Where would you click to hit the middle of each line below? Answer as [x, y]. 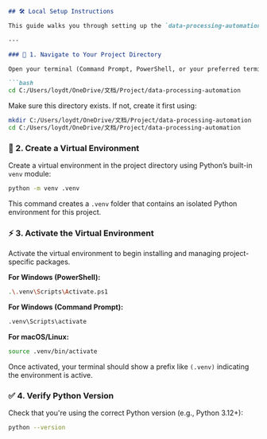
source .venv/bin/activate [53, 352]
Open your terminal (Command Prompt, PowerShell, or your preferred [124, 69]
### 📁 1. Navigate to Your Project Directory [85, 54]
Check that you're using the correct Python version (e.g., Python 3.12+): [126, 413]
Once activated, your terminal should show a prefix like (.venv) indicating [129, 367]
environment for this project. [55, 212]
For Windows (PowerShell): [54, 278]
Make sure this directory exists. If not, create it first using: [103, 106]
